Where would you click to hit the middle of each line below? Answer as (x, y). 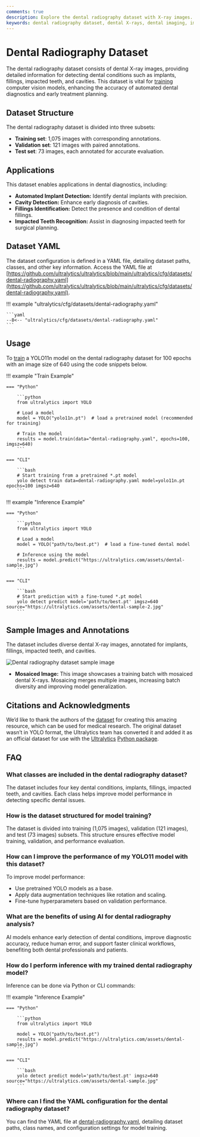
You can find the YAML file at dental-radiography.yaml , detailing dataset (94, 1122)
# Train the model (40, 434)
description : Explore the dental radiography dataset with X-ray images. (100, 17)
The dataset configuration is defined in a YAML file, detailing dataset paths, (99, 260)
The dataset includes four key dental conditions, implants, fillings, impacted (99, 787)
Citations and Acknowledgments (68, 705)
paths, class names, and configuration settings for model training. (87, 1128)
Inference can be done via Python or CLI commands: (71, 986)
